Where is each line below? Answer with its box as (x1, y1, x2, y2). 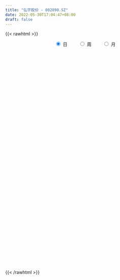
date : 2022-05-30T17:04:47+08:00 (5, 12, 76, 17)
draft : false (5, 17, 33, 22)
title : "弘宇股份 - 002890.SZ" (5, 7, 68, 13)
